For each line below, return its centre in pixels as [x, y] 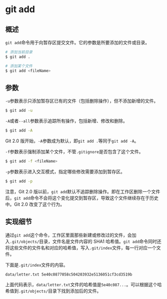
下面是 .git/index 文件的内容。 [37, 264]
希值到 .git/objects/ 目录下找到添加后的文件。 [53, 291]
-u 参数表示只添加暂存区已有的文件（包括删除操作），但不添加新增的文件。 [82, 101]
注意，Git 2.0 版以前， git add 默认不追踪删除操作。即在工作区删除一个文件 [83, 191]
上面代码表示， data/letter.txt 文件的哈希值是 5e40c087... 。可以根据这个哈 [83, 284]
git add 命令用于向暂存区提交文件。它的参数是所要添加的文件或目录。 [78, 42]
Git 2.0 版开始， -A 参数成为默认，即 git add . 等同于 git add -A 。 [72, 141]
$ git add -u [19, 111]
